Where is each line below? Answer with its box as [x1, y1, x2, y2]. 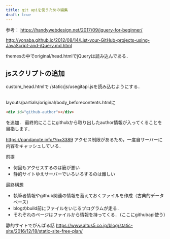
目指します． [6, 126, 32, 132]
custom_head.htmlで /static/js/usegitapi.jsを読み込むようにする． [6, 83, 143, 89]
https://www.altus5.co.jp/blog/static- [55, 222, 133, 228]
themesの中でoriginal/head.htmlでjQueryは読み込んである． [6, 53, 131, 59]
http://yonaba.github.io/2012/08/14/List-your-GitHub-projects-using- [6, 37, 150, 43]
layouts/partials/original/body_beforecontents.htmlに [6, 99, 116, 105]
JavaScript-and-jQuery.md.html [6, 42, 73, 48]
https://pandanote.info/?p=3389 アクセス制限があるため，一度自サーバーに [6, 136, 163, 142]
